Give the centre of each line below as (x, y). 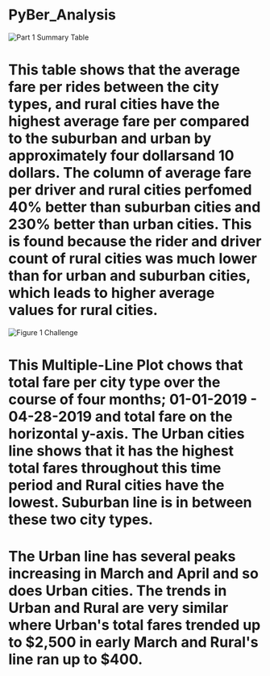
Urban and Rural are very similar (118, 608)
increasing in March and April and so (134, 574)
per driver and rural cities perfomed (130, 190)
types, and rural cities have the (114, 105)
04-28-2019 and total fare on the (120, 417)
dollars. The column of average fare (130, 173)
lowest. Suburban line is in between (130, 503)
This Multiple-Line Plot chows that (126, 365)
